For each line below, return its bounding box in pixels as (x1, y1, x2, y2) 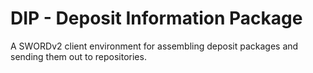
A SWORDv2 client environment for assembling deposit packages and (10, 40, 299, 52)
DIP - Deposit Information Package (10, 7, 303, 30)
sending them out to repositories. (10, 50, 147, 62)
